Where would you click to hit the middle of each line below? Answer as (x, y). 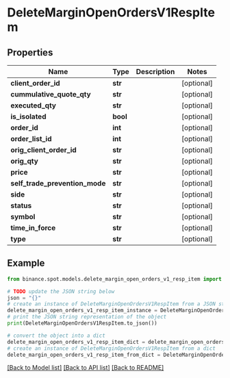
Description (155, 72)
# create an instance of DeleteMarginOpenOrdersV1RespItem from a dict (111, 348)
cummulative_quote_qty (51, 94)
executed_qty (34, 105)
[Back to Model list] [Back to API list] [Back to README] (86, 368)
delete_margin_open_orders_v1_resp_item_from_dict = (84, 355)
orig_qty (25, 161)
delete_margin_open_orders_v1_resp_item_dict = (76, 342)
